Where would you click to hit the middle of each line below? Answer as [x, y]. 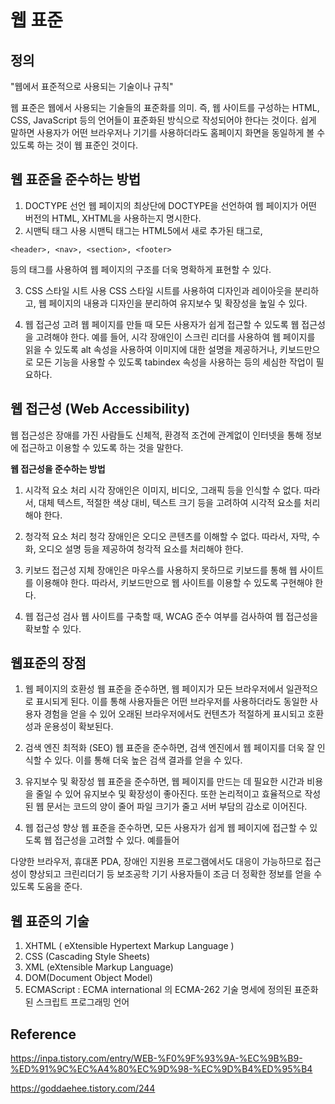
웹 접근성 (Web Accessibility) [100, 409]
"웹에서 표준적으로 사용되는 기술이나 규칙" [92, 86]
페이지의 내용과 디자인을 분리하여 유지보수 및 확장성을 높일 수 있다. [178, 303]
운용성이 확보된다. [78, 727]
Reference [43, 1034]
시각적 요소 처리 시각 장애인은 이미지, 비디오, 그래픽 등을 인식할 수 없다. [163, 490]
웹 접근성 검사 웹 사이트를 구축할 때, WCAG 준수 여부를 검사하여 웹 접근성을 [171, 616]
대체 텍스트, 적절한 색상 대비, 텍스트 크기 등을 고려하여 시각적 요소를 [170, 502]
